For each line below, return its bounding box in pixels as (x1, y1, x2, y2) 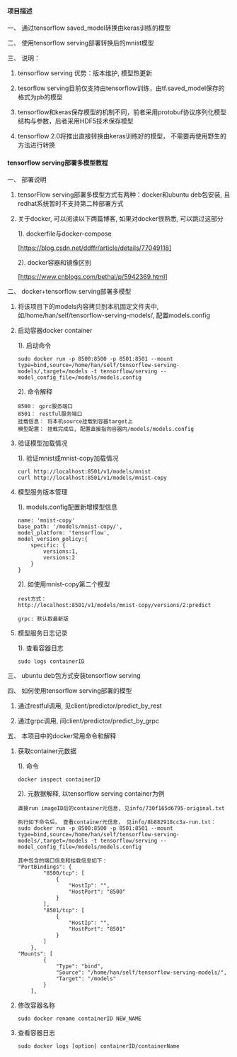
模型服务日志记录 (17, 629, 68, 637)
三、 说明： (7, 54, 40, 62)
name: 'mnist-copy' (17, 517, 76, 525)
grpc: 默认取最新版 (17, 615, 69, 623)
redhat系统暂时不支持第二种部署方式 (17, 199, 124, 208)
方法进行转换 (17, 141, 55, 149)
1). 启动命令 (17, 341, 52, 350)
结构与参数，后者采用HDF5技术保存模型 (17, 117, 134, 126)
